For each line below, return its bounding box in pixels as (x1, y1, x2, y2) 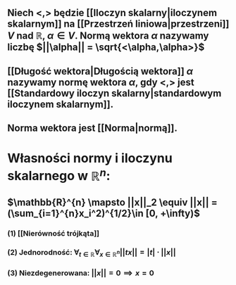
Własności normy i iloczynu (7, 151, 173, 166)
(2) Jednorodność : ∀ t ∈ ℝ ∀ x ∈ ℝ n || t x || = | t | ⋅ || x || (7, 247, 176, 259)
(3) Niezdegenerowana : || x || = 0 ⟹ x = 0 (7, 268, 155, 278)
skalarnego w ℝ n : (7, 165, 111, 184)
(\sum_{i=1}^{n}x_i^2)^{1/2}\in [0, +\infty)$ (7, 208, 201, 220)
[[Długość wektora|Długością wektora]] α (7, 65, 194, 77)
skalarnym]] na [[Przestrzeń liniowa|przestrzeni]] (7, 18, 230, 30)
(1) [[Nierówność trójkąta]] (7, 229, 100, 238)
